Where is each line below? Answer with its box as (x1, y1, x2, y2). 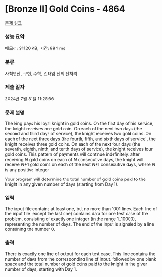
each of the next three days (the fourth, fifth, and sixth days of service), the (5, 136, 156, 142)
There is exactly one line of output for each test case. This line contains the (5, 251, 156, 257)
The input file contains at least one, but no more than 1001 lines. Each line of (5, 206, 157, 212)
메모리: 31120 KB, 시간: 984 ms (5, 45, 65, 51)
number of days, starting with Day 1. (5, 266, 77, 272)
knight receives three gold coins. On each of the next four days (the (5, 141, 141, 147)
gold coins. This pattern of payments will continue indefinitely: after (5, 151, 140, 157)
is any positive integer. (5, 167, 50, 173)
